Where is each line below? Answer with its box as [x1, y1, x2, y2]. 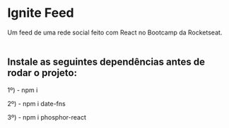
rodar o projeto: [7, 67, 78, 79]
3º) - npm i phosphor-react [7, 113, 87, 121]
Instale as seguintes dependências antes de [7, 56, 206, 68]
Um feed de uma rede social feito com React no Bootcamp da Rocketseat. [7, 28, 223, 37]
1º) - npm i [7, 86, 38, 94]
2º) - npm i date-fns [7, 99, 66, 108]
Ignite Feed [7, 5, 74, 21]
